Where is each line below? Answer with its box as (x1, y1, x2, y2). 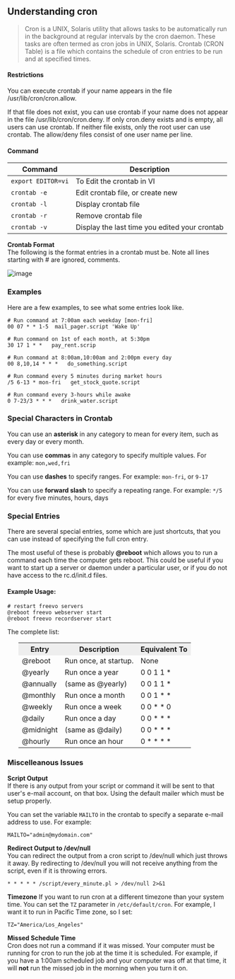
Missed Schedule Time (7, 934, 76, 942)
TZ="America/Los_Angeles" (7, 921, 83, 928)
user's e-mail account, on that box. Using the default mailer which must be (7, 789, 224, 797)
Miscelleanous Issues (7, 757, 83, 767)
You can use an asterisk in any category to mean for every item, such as (7, 430, 219, 438)
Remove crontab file (75, 211, 143, 221)
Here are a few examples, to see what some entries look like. (7, 303, 184, 311)
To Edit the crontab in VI (75, 176, 155, 186)
